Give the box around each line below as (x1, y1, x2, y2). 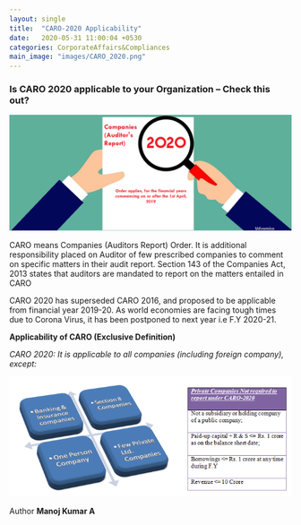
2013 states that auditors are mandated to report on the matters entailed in (9, 269, 284, 280)
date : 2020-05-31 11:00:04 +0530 (9, 33, 142, 42)
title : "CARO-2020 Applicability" (9, 23, 142, 33)
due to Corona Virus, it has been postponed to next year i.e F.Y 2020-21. (9, 314, 277, 325)
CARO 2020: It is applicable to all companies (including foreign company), (9, 349, 284, 360)
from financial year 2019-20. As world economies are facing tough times (9, 305, 277, 315)
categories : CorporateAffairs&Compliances (9, 43, 170, 52)
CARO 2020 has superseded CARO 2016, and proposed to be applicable (9, 296, 276, 306)
